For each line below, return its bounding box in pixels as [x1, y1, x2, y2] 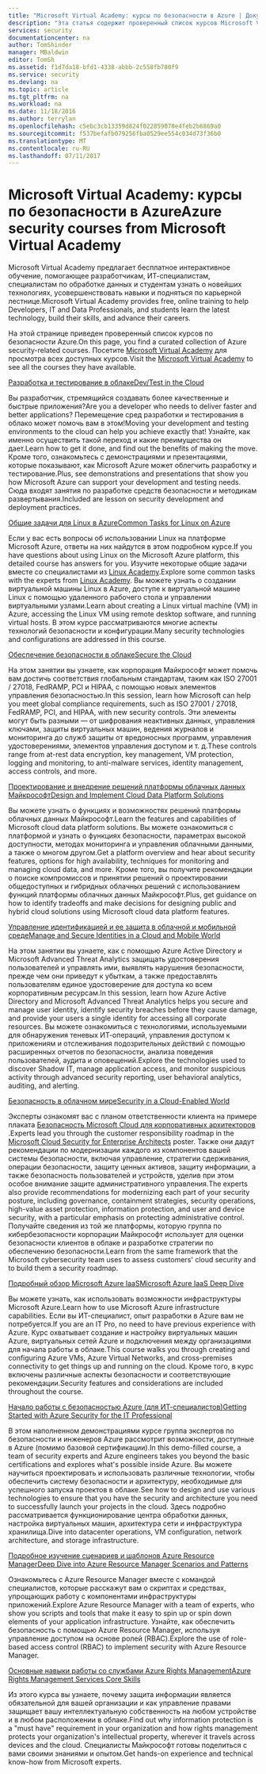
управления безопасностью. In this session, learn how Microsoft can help [8, 691, 251, 701]
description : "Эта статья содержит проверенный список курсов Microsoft [8, 19, 253, 27]
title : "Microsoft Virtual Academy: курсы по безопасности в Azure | [8, 11, 243, 20]
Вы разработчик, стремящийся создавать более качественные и [8, 394, 230, 403]
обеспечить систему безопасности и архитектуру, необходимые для [8, 1476, 243, 1486]
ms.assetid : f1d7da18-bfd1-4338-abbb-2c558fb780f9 [8, 63, 179, 71]
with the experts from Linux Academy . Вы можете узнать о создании [8, 576, 236, 586]
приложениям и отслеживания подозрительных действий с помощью [8, 1039, 245, 1048]
